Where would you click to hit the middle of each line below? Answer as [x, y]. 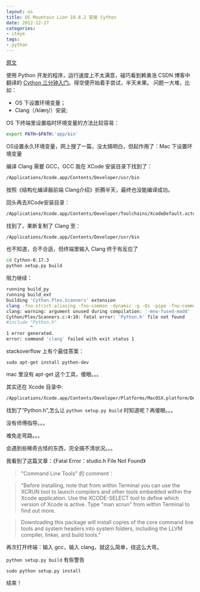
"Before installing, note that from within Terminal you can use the [100, 485]
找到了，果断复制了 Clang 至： [44, 225]
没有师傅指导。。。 [27, 422]
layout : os [20, 12]
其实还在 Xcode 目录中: [35, 387]
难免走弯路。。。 [24, 436]
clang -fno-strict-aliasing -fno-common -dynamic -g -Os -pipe [86, 306]
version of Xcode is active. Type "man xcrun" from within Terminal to [105, 504]
